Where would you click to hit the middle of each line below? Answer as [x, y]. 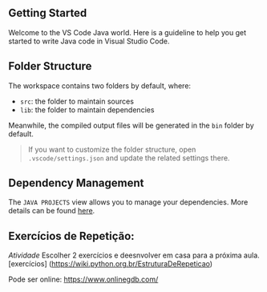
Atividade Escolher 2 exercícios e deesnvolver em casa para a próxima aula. [134, 255]
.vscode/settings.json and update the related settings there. [129, 158]
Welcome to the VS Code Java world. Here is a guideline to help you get [127, 32]
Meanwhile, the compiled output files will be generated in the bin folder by [131, 125]
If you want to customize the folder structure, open [112, 149]
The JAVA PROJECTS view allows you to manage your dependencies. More [128, 202]
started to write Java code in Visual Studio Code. [89, 41]
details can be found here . [52, 211]
